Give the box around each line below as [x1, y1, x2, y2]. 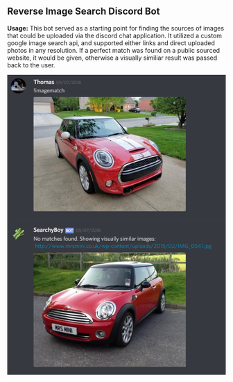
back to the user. [7, 60, 55, 69]
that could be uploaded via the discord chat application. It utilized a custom [7, 31, 222, 40]
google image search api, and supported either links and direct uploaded [7, 38, 215, 47]
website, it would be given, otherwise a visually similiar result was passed [7, 53, 218, 62]
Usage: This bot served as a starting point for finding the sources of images [7, 24, 224, 32]
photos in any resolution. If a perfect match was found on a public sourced [7, 46, 221, 54]
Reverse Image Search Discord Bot [7, 6, 160, 17]
